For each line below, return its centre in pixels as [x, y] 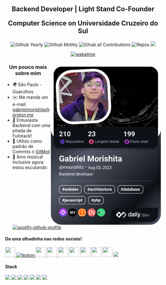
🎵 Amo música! [28, 157]
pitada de [22, 130]
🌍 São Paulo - [27, 84]
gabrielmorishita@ [31, 109]
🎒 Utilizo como [27, 141]
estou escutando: [30, 167]
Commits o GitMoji [31, 151]
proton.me [23, 115]
